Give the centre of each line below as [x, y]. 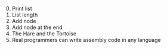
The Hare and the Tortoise [44, 34]
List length [25, 15]
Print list [22, 9]
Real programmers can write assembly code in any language [86, 40]
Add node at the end [37, 27]
